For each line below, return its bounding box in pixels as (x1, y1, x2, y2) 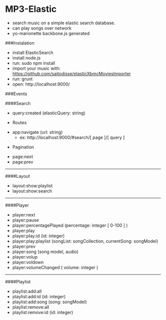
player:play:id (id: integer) (12, 233, 65, 239)
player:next (12, 212, 36, 217)
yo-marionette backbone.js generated (12, 30, 90, 36)
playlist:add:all (12, 288, 42, 294)
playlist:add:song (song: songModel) (12, 299, 87, 305)
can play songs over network (12, 25, 72, 31)
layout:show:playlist (12, 182, 53, 189)
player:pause (12, 217, 39, 223)
